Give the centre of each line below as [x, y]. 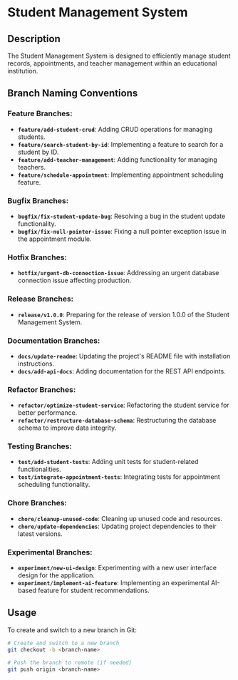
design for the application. [56, 575]
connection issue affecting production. [74, 280]
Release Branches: [41, 299]
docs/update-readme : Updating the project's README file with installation [124, 356]
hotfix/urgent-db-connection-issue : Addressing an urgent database [118, 273]
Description [34, 39]
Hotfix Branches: [37, 257]
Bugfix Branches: [38, 200]
